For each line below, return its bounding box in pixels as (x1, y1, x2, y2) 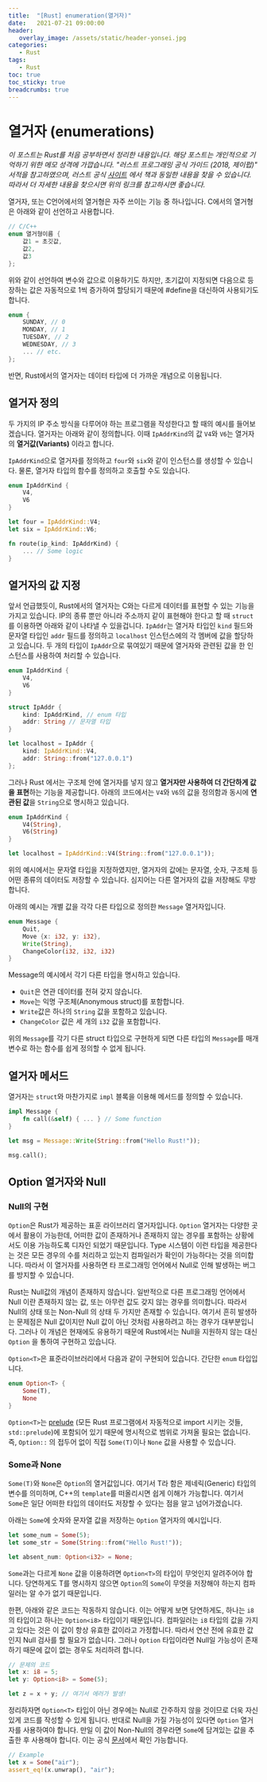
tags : (8, 56, 26, 64)
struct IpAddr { (8, 703, 62, 711)
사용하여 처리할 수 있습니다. (35, 651, 121, 660)
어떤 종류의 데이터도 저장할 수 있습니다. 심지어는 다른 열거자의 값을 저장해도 (8, 875, 242, 885)
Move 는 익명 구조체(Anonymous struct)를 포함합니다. (19, 997, 184, 1006)
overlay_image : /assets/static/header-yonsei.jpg (18, 33, 187, 42)
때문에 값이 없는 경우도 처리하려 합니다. (22, 1644, 145, 1655)
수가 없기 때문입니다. (37, 1588, 102, 1597)
